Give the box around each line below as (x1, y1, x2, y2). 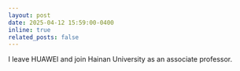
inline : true (8, 26, 51, 34)
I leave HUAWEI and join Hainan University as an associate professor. (8, 55, 233, 64)
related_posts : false (8, 33, 79, 41)
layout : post (8, 11, 51, 20)
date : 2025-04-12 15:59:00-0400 (8, 19, 114, 27)
